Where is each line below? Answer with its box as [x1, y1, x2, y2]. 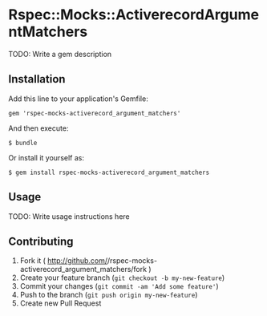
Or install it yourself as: [8, 152, 84, 162]
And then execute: [8, 123, 69, 133]
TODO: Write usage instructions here [8, 211, 130, 221]
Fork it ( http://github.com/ [19, 256, 108, 265]
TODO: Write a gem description [8, 49, 112, 59]
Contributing [8, 234, 74, 248]
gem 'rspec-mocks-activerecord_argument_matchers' [8, 109, 181, 117]
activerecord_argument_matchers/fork [19, 265, 147, 274]
